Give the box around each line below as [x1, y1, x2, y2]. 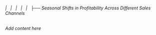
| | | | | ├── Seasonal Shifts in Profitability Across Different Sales [5, 5, 151, 11]
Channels [5, 10, 25, 16]
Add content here [5, 26, 41, 32]
